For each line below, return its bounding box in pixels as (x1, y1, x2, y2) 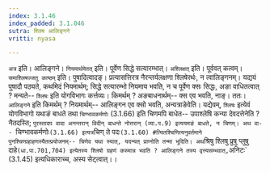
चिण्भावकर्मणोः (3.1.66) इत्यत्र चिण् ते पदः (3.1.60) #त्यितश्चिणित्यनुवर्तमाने (15, 127, 202, 137)
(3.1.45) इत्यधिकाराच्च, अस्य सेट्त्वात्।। (8, 154, 118, 164)
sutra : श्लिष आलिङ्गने (8, 27, 70, 35)
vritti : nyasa (8, 34, 57, 43)
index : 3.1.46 (8, 11, 57, 20)
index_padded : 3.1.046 (8, 19, 85, 27)
